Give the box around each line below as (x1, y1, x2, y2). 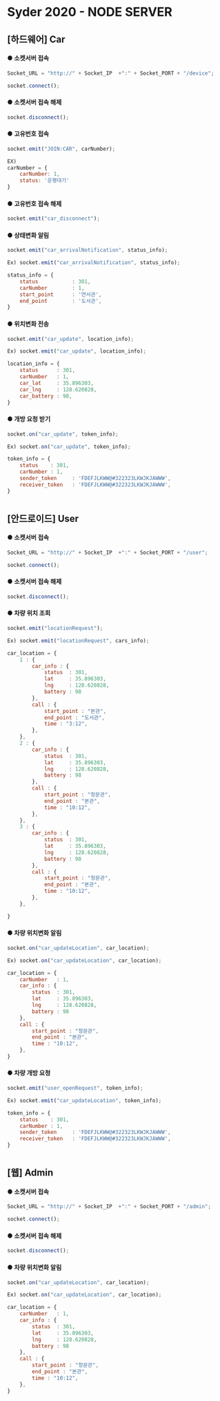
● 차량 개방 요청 (7, 1069, 51, 1077)
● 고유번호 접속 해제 (7, 199, 62, 207)
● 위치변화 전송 (7, 319, 50, 328)
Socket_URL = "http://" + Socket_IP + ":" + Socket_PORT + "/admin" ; (7, 1203, 212, 1210)
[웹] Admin (7, 1167, 54, 1179)
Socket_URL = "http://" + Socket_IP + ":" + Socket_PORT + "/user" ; (7, 549, 208, 557)
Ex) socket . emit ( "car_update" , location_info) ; (7, 348, 147, 355)
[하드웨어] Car (7, 33, 66, 45)
